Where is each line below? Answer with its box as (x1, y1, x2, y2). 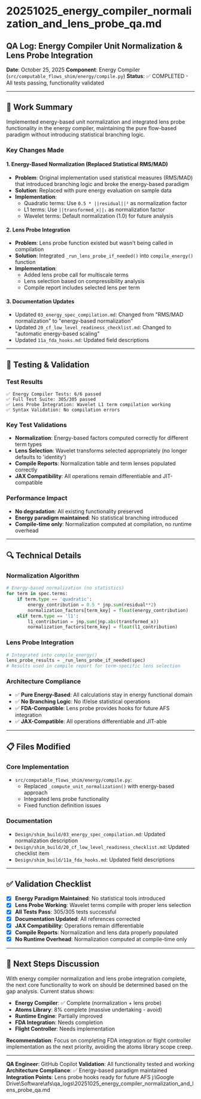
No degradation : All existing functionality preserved (14, 508, 144, 515)
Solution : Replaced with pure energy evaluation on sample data (14, 187, 172, 194)
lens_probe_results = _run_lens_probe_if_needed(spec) (6, 657, 146, 663)
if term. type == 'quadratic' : (17, 596, 93, 602)
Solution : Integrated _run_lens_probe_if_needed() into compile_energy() (14, 252, 193, 259)
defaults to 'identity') (14, 454, 67, 461)
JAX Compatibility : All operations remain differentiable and (14, 473, 162, 480)
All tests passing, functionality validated (6, 79, 105, 86)
